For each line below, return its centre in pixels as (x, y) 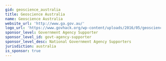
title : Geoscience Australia (35, 14)
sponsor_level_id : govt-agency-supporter (48, 37)
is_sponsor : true (23, 51)
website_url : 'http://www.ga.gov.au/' (45, 23)
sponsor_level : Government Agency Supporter (52, 32)
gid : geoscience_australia (33, 10)
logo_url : (15, 28)
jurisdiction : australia (31, 46)
